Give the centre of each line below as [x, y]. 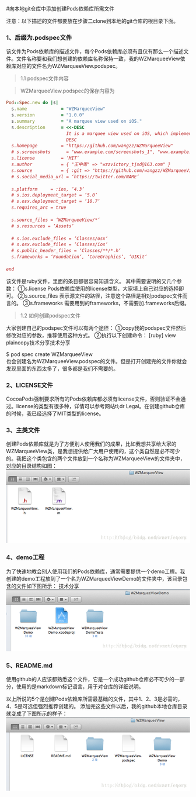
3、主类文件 [23, 430]
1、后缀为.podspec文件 [39, 37]
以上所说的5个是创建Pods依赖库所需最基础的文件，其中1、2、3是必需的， [94, 699]
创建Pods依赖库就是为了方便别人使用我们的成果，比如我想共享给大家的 [91, 444]
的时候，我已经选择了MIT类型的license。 [55, 413]
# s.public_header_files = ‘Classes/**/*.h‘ [66, 251]
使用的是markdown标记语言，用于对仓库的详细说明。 [80, 686]
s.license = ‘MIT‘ [45, 158]
